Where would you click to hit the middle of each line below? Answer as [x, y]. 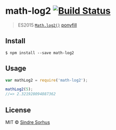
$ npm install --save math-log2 [40, 53]
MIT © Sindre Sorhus [28, 122]
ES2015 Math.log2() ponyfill [47, 25]
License [18, 110]
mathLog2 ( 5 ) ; [19, 89]
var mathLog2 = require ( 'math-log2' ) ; [47, 80]
